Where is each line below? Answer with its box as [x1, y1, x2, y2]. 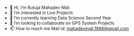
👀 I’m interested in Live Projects [9, 10, 73, 16]
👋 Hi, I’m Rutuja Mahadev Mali [9, 5, 70, 10]
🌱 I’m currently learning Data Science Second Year [9, 15, 112, 20]
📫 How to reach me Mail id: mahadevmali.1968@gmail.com [9, 26, 129, 31]
